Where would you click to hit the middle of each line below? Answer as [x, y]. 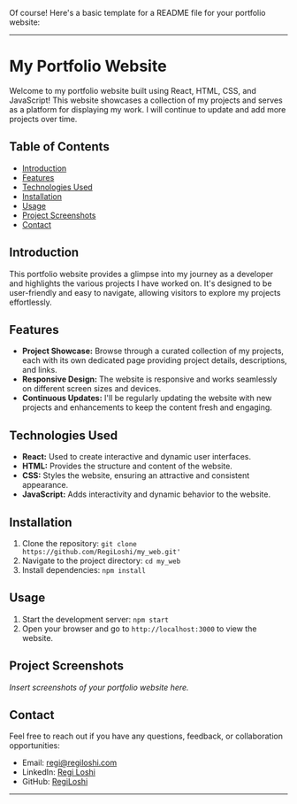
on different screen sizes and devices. [91, 389]
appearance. [45, 485]
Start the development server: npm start [95, 619]
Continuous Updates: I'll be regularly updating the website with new [147, 398]
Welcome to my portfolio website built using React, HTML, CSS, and [133, 90]
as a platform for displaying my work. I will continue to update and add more [148, 109]
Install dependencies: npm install [84, 570]
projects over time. [43, 119]
